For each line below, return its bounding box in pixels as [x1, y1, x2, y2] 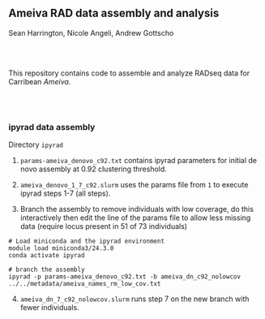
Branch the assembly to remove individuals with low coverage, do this [19, 205, 254, 214]
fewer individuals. [19, 303, 79, 313]
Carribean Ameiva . [8, 76, 71, 86]
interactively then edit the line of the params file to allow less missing [19, 213, 251, 222]
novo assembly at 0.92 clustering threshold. [19, 164, 168, 174]
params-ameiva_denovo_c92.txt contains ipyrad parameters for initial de [19, 156, 258, 166]
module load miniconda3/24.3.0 [8, 244, 114, 252]
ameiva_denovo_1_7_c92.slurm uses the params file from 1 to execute [19, 180, 249, 190]
